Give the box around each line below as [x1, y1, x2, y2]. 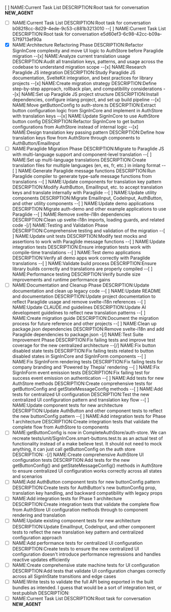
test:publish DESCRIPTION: [12, 589, 70, 596]
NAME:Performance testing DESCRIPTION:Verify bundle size [12, 271, 141, 277]
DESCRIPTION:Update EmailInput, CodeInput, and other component [12, 523, 156, 529]
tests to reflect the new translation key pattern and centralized [12, 529, 144, 535]
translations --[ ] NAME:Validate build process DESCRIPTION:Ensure [12, 260, 157, 267]
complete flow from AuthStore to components [12, 424, 109, 430]
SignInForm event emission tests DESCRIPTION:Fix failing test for [12, 370, 151, 376]
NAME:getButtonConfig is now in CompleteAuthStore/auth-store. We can [12, 430, 166, 436]
